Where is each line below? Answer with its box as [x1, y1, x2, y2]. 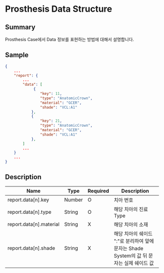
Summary [5, 23, 36, 31]
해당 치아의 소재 [114, 221, 148, 228]
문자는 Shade [114, 245, 143, 251]
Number [64, 196, 83, 203]
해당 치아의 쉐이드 [114, 230, 153, 237]
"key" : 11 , [40, 91, 62, 96]
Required [87, 187, 109, 194]
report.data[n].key [7, 196, 50, 203]
